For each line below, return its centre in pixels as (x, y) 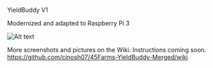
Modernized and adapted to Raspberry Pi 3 (68, 23)
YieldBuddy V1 (28, 10)
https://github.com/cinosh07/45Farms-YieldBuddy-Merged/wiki (98, 57)
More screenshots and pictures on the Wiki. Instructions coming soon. (107, 50)
